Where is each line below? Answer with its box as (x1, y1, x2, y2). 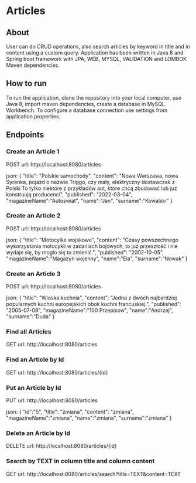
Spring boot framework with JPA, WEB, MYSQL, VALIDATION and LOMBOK (6, 56, 187, 62)
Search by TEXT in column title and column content (6, 457, 155, 465)
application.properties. (6, 113, 61, 120)
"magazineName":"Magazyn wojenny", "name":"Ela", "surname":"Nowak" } (6, 255, 188, 262)
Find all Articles (6, 328, 51, 336)
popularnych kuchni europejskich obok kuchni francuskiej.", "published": (6, 301, 181, 308)
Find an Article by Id (6, 356, 64, 364)
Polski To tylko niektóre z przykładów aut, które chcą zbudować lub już (6, 185, 177, 192)
